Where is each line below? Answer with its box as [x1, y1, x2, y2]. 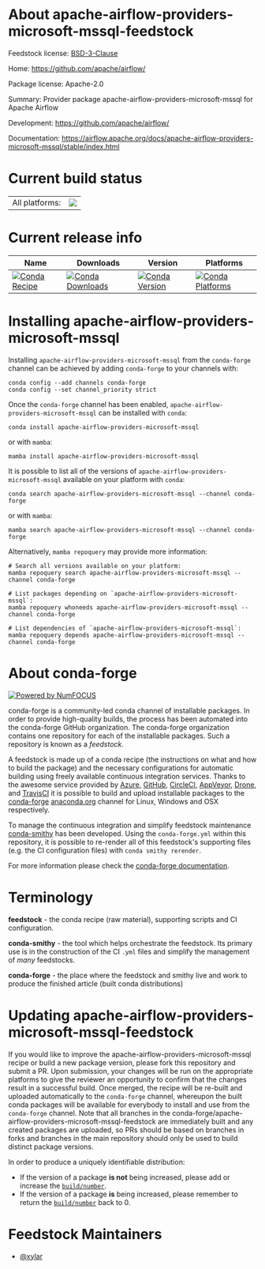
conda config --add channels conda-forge [8, 378, 147, 386]
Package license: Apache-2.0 [8, 79, 104, 88]
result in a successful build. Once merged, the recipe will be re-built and [8, 1083, 243, 1092]
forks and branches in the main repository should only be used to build [8, 1133, 238, 1143]
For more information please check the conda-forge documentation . [8, 860, 230, 870]
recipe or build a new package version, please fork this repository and [8, 1057, 236, 1068]
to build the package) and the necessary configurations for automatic [8, 763, 234, 772]
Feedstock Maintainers [8, 1225, 162, 1243]
